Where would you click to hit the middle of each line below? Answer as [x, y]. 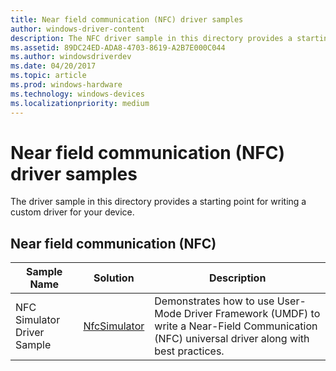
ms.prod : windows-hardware [66, 85]
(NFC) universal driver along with [232, 339]
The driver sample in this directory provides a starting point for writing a [158, 202]
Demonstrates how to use [214, 301]
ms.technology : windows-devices [77, 94]
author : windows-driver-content [77, 29]
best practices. [189, 351]
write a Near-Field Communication [236, 326]
